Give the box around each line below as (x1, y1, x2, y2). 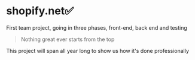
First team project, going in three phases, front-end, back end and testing (6, 24, 187, 31)
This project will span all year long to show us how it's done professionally (6, 47, 190, 54)
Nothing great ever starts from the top (20, 36, 115, 43)
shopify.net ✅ (6, 4, 74, 18)
